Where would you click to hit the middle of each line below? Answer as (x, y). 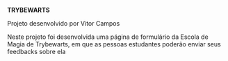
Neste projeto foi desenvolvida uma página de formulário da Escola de (108, 37)
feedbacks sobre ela (36, 52)
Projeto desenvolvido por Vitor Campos (64, 23)
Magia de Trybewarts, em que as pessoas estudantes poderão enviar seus (114, 44)
